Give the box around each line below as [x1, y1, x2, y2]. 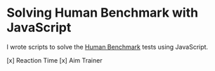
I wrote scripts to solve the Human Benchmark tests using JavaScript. [6, 42, 209, 51]
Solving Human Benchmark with [6, 5, 198, 21]
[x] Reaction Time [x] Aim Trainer [6, 56, 103, 64]
